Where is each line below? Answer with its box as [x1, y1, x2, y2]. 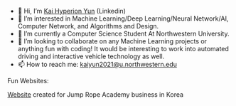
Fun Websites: [7, 77, 49, 85]
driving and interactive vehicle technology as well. [17, 52, 165, 60]
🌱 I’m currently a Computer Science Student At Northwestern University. [17, 29, 230, 38]
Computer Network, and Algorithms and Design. [17, 22, 159, 30]
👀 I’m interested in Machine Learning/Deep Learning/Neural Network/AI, [17, 14, 229, 23]
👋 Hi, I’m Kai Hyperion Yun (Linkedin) [17, 7, 127, 15]
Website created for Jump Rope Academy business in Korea [7, 90, 183, 99]
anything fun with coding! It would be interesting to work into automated [17, 45, 230, 53]
